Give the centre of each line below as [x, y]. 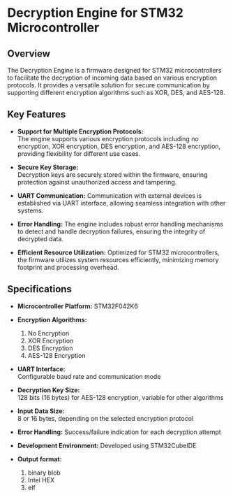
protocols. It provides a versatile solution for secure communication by [109, 85]
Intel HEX [41, 480]
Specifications [39, 289]
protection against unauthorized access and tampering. [97, 182]
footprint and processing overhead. [68, 267]
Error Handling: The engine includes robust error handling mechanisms [120, 224]
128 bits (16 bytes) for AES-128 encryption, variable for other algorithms [120, 397]
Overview [29, 53]
